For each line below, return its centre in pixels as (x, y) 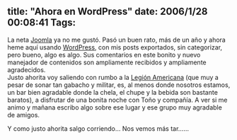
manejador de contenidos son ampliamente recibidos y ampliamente (107, 62)
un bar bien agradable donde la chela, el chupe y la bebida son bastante (112, 92)
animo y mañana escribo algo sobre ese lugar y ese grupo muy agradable (115, 107)
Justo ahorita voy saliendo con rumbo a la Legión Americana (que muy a (113, 77)
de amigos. (24, 115)
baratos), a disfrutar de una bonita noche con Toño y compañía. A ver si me (117, 100)
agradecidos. (27, 69)
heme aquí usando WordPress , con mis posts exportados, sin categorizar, (115, 47)
